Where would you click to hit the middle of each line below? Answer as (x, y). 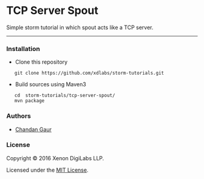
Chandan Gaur (33, 129)
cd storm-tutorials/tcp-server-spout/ (65, 96)
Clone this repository (41, 62)
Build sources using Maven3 (50, 84)
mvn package (29, 101)
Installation (23, 49)
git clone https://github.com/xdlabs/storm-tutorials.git (89, 73)
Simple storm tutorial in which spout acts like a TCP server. (80, 27)
